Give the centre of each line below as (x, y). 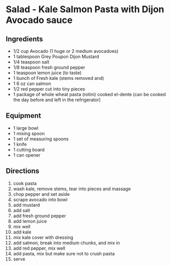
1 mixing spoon (29, 133)
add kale (22, 232)
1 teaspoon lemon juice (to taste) (47, 73)
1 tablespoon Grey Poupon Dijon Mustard (56, 56)
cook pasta (25, 183)
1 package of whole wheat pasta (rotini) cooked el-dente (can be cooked (89, 94)
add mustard (26, 205)
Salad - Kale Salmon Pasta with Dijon (85, 9)
